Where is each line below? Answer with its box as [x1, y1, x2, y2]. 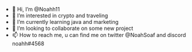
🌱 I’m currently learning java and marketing [11, 19, 119, 25]
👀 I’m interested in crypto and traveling [11, 12, 108, 19]
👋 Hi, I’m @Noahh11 [11, 6, 60, 13]
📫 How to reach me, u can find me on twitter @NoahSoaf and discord [11, 32, 187, 38]
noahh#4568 [11, 40, 45, 47]
